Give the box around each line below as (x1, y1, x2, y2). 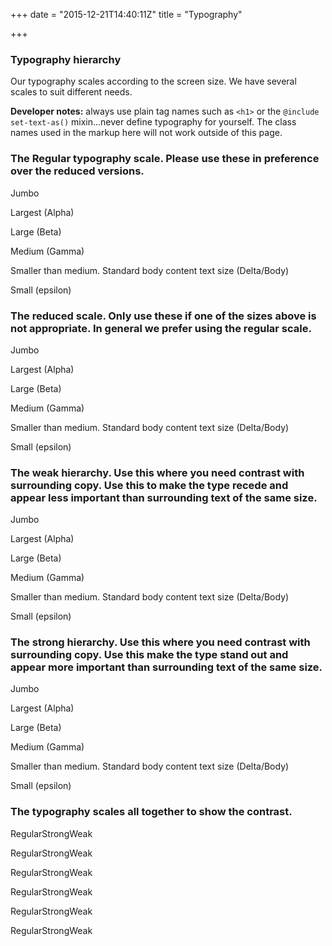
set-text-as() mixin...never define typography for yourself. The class (10, 116, 297, 128)
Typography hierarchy (10, 52, 122, 66)
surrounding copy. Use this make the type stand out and (10, 648, 289, 662)
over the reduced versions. (10, 164, 145, 178)
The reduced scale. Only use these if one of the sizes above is (10, 309, 317, 323)
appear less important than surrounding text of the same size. (10, 490, 318, 504)
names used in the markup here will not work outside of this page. (10, 127, 283, 139)
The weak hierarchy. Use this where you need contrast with (10, 465, 305, 479)
